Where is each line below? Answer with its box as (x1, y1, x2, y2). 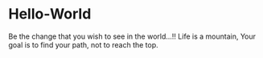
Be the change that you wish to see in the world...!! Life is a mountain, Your (8, 31, 256, 41)
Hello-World (8, 5, 92, 23)
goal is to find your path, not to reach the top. (8, 39, 158, 49)
